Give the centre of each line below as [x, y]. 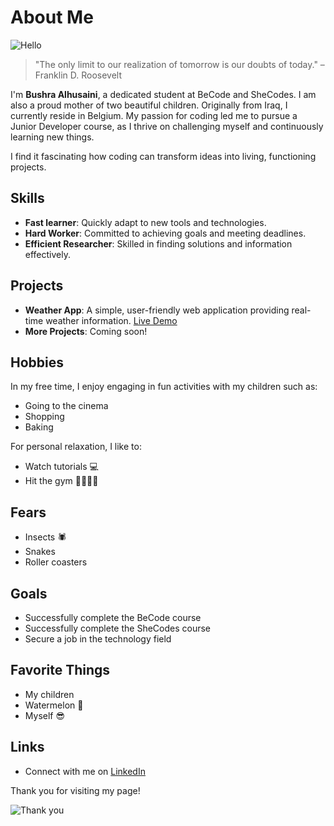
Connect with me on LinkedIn [85, 771]
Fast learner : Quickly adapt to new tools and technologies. [145, 222]
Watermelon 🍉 [54, 705]
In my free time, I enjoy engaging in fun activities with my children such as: [164, 387]
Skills [27, 198]
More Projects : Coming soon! [86, 331]
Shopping [44, 417]
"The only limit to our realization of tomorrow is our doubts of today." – [179, 64]
